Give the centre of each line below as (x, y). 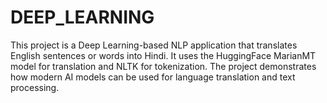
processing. (35, 87)
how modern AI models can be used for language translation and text (153, 77)
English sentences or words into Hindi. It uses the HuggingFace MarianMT (163, 55)
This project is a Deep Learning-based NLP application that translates (154, 45)
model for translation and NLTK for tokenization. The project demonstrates (163, 66)
